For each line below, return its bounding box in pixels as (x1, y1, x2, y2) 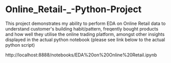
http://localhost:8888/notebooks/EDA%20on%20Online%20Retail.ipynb (5, 52, 157, 58)
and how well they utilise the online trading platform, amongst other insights (5, 31, 165, 37)
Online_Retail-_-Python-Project (5, 4, 142, 15)
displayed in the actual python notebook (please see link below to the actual (5, 37, 165, 43)
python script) (5, 42, 35, 48)
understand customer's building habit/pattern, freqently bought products (5, 25, 159, 31)
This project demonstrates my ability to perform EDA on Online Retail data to (5, 20, 166, 26)
